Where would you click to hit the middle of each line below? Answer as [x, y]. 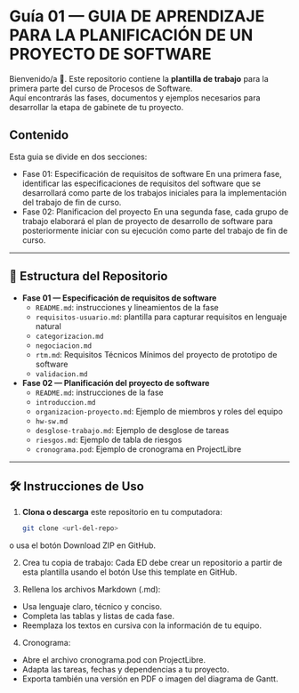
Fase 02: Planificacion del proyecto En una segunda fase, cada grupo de [155, 212]
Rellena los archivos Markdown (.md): [91, 590]
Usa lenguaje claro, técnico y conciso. [92, 607]
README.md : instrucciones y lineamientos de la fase [127, 307]
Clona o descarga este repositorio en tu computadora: [122, 512]
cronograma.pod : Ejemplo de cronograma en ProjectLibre [138, 449]
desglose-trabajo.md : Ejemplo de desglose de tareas [132, 430]
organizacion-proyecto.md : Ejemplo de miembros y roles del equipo [159, 411]
